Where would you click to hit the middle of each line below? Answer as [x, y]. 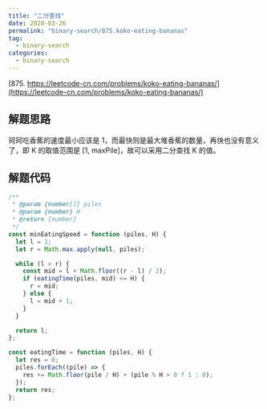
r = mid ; [44, 286]
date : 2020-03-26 [37, 23]
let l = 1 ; [34, 242]
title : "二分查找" [37, 16]
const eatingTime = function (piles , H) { [80, 353]
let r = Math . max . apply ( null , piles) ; [81, 249]
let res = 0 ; [37, 360]
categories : [28, 53]
